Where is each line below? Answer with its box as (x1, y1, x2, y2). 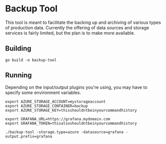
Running (5, 71, 32, 79)
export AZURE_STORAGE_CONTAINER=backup (5, 103, 88, 108)
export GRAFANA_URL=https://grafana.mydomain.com (5, 116, 111, 122)
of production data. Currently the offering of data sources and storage (5, 24, 150, 30)
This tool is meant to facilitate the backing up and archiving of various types (5, 19, 161, 25)
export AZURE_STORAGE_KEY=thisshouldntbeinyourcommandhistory (5, 108, 137, 113)
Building (5, 44, 31, 53)
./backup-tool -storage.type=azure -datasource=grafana (5, 130, 124, 135)
